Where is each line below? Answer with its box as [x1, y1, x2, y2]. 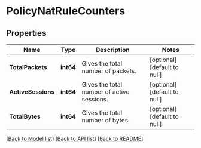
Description [95, 46, 130, 54]
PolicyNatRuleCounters [6, 4, 126, 18]
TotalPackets [9, 63, 47, 71]
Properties [6, 28, 47, 38]
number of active [81, 88, 130, 96]
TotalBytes [9, 112, 41, 121]
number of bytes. [81, 116, 130, 124]
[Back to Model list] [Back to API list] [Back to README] [6, 135, 144, 142]
